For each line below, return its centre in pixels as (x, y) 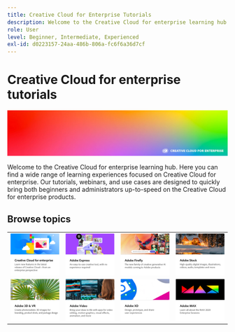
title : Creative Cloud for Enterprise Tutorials (79, 15)
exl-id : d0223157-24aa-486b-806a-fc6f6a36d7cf (76, 44)
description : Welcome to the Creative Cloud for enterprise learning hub (117, 22)
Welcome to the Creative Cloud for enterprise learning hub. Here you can (113, 167)
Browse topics (39, 219)
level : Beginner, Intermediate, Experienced (73, 37)
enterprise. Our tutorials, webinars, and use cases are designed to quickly (114, 182)
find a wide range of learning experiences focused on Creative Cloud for (112, 174)
